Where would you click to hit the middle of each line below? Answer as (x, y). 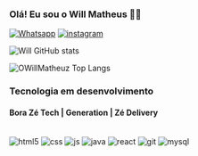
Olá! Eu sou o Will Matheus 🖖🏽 (75, 14)
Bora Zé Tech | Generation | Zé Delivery (84, 112)
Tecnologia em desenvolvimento (82, 91)
